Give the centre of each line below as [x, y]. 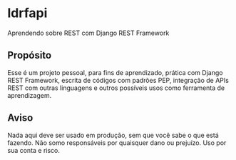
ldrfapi [27, 13]
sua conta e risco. [34, 150]
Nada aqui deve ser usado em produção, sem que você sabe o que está [113, 135]
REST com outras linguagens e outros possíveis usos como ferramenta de [116, 88]
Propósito [30, 55]
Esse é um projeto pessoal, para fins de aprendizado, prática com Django [115, 72]
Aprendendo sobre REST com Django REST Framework [88, 33]
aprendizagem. [30, 95]
